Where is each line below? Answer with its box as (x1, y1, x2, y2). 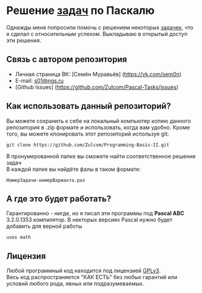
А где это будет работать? (6, 193, 112, 204)
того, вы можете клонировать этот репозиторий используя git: (6, 130, 169, 137)
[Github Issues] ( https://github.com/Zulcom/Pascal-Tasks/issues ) (15, 83, 179, 91)
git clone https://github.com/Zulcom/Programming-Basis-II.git (6, 142, 170, 148)
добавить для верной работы (6, 222, 82, 230)
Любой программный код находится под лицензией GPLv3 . (6, 267, 161, 274)
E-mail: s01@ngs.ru (15, 77, 64, 84)
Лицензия (6, 250, 46, 261)
